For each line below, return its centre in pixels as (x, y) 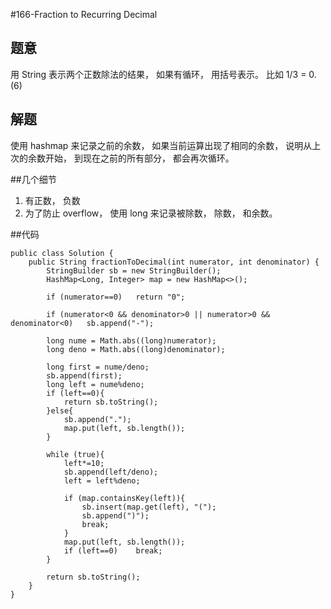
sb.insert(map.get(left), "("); (149, 507)
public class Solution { (62, 253)
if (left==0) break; (113, 550)
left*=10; (84, 463)
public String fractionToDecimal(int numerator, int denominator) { (174, 262)
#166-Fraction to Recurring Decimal (84, 14)
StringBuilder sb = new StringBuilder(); (134, 270)
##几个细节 (33, 179)
